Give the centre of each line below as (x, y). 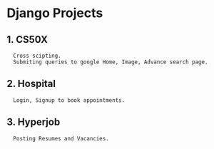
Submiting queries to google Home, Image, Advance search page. (111, 62)
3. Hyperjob (34, 122)
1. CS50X (27, 40)
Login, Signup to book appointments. (69, 100)
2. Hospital (31, 84)
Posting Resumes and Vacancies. (61, 138)
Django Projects (55, 13)
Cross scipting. (37, 56)
